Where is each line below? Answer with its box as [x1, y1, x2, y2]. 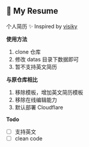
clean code [14, 134, 43, 142]
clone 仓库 [14, 48, 41, 55]
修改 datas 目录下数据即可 [14, 55, 79, 63]
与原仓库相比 [6, 76, 38, 83]
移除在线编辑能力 [14, 96, 57, 103]
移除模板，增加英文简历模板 [14, 88, 84, 96]
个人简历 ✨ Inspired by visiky [6, 22, 78, 30]
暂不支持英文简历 [14, 63, 57, 70]
